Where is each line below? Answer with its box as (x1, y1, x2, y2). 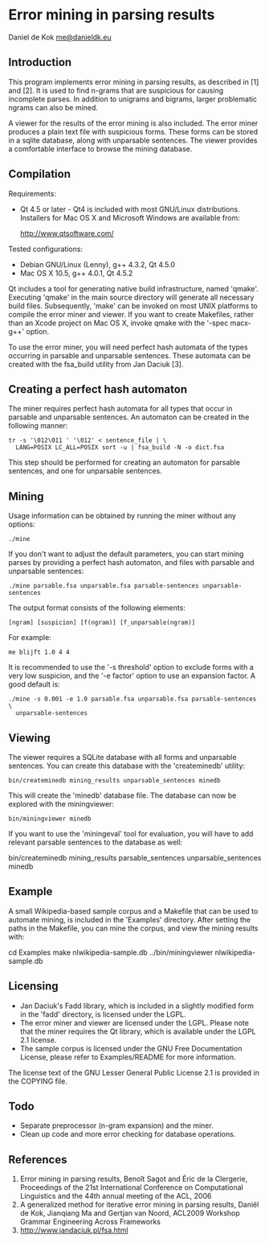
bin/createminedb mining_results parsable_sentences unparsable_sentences (8, 853, 262, 862)
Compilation (8, 167, 71, 181)
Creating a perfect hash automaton (8, 382, 187, 396)
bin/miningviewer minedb (8, 815, 92, 823)
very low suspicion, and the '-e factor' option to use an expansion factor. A (8, 671, 255, 681)
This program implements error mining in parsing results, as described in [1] (8, 76, 259, 86)
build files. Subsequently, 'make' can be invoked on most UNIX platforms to (8, 300, 259, 311)
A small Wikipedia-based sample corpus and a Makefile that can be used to (8, 906, 259, 915)
